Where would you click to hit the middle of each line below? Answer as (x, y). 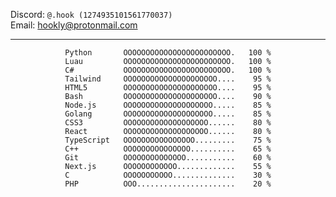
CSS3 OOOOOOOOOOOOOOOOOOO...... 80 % (168, 123)
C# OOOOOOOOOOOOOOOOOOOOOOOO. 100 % (168, 70)
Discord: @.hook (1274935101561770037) (91, 14)
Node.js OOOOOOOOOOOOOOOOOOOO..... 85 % (168, 105)
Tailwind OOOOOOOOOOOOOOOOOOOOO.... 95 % (168, 79)
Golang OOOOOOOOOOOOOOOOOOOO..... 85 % (168, 114)
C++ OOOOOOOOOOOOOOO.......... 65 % (168, 149)
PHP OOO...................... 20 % (168, 184)
